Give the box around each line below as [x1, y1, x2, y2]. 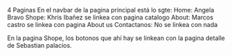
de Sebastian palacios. [7, 41, 72, 49]
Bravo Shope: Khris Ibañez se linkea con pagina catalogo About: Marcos [7, 13, 213, 21]
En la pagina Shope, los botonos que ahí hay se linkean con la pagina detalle [7, 34, 225, 42]
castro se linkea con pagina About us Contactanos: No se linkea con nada [7, 21, 218, 28]
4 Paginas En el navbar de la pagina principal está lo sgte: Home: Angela [7, 6, 215, 14]
